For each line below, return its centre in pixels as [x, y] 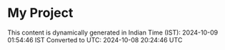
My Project [40, 13]
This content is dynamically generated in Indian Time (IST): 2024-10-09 [113, 32]
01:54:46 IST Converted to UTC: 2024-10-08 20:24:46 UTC [95, 39]
